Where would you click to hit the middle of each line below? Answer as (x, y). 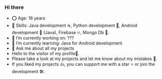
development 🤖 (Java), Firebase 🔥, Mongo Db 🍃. (60, 33)
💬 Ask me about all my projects (43, 48)
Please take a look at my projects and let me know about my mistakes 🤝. (84, 59)
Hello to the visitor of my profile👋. (46, 54)
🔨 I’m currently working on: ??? (43, 38)
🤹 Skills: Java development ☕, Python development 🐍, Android (74, 25)
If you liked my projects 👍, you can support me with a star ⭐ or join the (83, 64)
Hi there (14, 7)
